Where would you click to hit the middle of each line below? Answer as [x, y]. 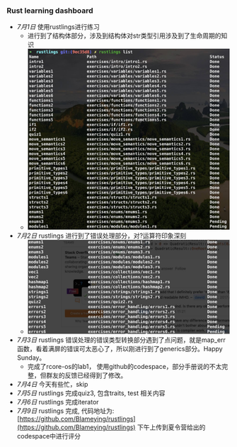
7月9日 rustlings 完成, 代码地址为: [65, 411]
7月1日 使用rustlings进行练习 [58, 27]
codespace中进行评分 [49, 436]
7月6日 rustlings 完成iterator [58, 402]
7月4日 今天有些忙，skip [52, 384]
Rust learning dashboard [50, 11]
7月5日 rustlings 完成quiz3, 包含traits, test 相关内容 [91, 393]
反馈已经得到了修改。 [96, 375]
